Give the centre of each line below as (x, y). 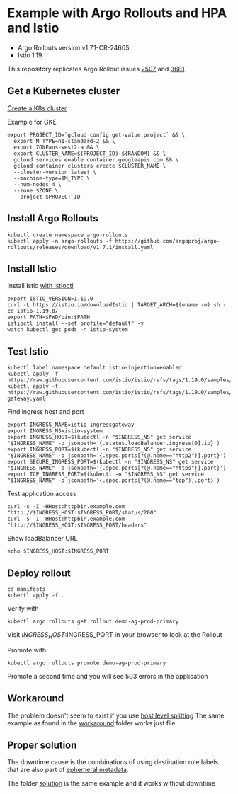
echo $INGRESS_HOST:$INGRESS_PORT (58, 551)
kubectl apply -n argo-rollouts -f (60, 241)
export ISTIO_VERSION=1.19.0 (50, 299)
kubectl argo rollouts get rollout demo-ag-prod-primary (93, 621)
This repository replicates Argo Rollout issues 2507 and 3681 (96, 69)
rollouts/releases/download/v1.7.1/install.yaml (80, 247)
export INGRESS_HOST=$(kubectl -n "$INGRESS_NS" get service (100, 437)
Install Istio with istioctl (40, 286)
